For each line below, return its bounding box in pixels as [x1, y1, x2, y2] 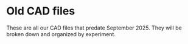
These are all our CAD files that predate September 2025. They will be [6, 24, 183, 31]
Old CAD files [6, 4, 75, 18]
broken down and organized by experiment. [6, 30, 116, 37]
